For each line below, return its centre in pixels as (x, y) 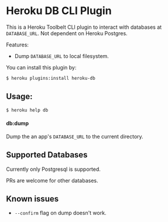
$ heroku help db (27, 110)
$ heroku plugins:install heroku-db (51, 78)
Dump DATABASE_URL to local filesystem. (62, 56)
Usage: (20, 97)
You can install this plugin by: (41, 67)
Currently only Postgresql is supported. (54, 169)
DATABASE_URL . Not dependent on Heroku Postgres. (67, 33)
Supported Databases (47, 155)
